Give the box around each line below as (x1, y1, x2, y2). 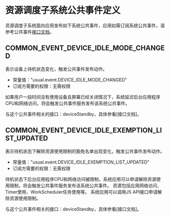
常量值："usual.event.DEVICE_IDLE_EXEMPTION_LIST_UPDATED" (12, 159, 150, 165)
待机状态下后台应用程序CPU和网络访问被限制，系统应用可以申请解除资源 (5, 176, 157, 182)
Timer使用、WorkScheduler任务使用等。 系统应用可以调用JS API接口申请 (5, 189, 158, 195)
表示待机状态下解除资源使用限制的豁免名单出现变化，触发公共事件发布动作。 (5, 148, 165, 154)
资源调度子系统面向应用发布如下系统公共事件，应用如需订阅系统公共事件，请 (5, 22, 165, 28)
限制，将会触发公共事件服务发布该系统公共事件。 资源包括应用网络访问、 (9, 182, 162, 189)
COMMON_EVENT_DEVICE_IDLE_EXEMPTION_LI (5, 126, 162, 135)
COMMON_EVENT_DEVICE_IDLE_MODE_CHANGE (5, 44, 165, 52)
